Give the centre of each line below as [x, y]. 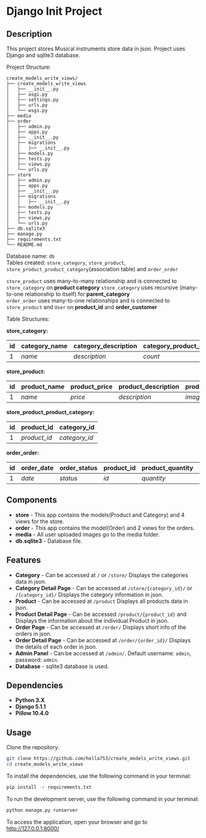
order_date [37, 468]
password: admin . [37, 659]
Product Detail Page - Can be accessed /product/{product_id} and [101, 614]
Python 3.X [30, 700]
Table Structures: [28, 319]
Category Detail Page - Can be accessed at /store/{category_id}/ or [104, 588]
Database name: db [31, 256]
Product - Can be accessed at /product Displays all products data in [101, 601]
